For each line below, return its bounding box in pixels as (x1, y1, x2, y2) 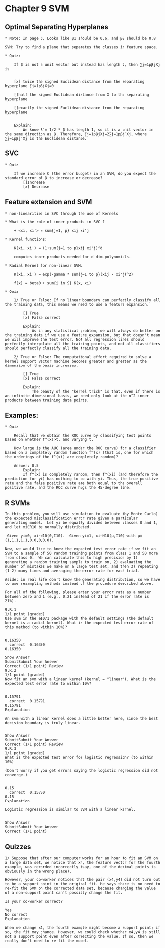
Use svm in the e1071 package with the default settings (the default (5, 616, 154, 621)
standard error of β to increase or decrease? (5, 175, 103, 180)
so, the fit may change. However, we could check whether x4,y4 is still (5, 930, 161, 935)
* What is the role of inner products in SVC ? (5, 219, 105, 224)
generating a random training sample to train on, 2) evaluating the (5, 560, 152, 565)
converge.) (5, 773, 28, 778)
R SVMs (5, 499, 30, 507)
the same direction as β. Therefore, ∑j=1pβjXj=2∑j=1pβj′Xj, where (5, 132, 147, 137)
